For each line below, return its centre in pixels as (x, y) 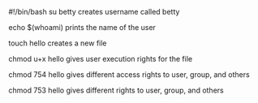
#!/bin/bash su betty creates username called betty (94, 12)
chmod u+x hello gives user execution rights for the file (101, 59)
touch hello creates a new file (58, 43)
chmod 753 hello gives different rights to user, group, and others (116, 90)
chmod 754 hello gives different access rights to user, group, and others (129, 75)
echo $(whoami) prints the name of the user (82, 27)
